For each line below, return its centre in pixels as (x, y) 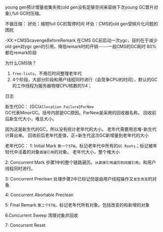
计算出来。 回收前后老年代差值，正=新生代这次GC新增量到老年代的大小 (77, 135)
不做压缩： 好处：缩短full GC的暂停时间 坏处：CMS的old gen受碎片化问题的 (81, 24)
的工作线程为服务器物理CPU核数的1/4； (52, 86)
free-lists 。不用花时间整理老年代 (47, 73)
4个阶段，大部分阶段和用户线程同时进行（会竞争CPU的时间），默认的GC (85, 79)
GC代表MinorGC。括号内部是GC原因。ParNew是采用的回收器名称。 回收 (79, 113)
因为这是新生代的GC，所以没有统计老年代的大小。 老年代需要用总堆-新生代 (81, 129)
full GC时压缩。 (27, 13)
